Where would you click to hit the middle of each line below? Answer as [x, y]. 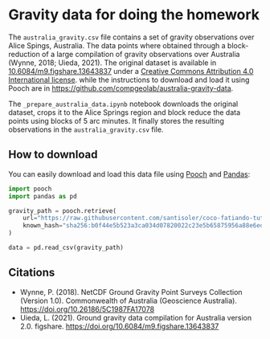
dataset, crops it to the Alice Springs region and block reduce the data [125, 112]
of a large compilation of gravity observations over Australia [141, 54]
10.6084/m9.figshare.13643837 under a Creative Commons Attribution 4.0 [131, 71]
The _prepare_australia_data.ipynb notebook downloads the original [123, 104]
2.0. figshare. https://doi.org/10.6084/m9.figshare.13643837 [119, 326]
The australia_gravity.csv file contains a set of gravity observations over [131, 37]
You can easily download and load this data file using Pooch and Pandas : [129, 174]
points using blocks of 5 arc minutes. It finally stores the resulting [117, 120]
